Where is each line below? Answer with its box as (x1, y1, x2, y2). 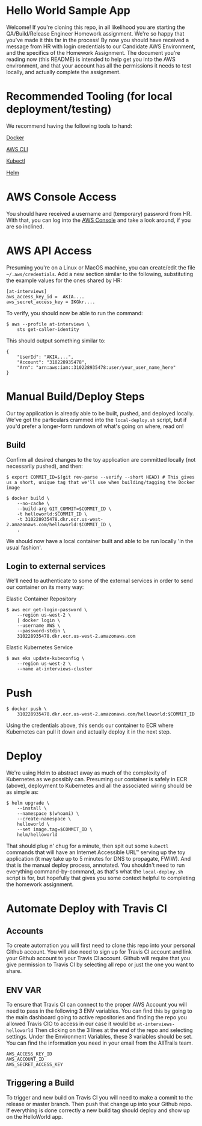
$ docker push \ (6, 706, 47, 712)
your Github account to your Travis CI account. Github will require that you (6, 955, 191, 962)
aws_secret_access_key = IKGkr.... (6, 299, 96, 305)
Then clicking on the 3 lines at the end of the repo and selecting (34, 1027, 193, 1034)
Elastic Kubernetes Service (6, 644, 73, 651)
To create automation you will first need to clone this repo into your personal (6, 942, 195, 949)
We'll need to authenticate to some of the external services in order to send (6, 577, 194, 585)
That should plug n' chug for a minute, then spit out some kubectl (6, 842, 169, 850)
